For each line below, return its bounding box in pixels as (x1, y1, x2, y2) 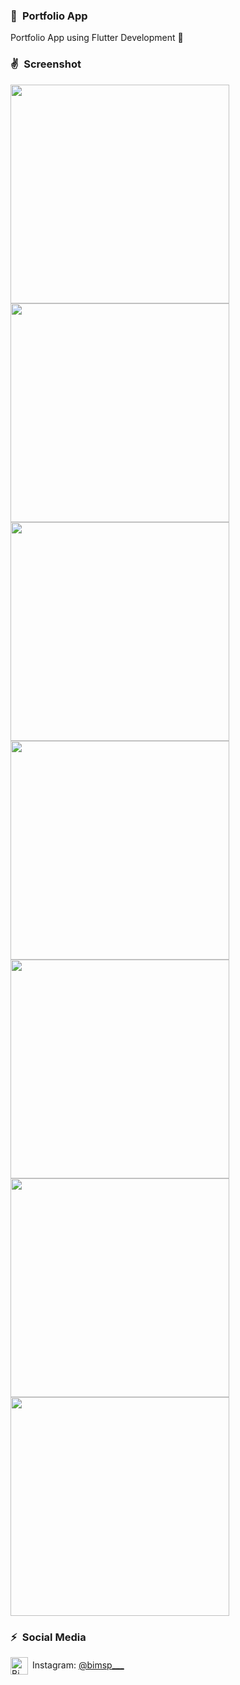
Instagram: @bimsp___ (32, 1659, 125, 1671)
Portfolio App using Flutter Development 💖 (10, 32, 184, 44)
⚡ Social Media (10, 1630, 87, 1644)
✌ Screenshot (10, 57, 82, 71)
